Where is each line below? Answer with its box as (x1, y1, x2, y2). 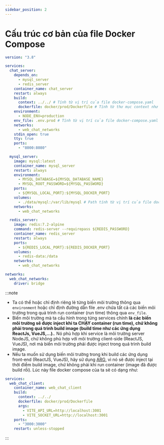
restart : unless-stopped (14, 426, 64, 431)
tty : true (14, 136, 34, 141)
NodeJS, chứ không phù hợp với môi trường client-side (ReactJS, (12, 335, 143, 341)
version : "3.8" (5, 55, 36, 60)
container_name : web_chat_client (14, 385, 82, 390)
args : (18, 403, 29, 408)
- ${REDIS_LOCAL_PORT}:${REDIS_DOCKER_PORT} (18, 245, 110, 250)
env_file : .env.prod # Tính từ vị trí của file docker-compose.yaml (14, 118, 159, 123)
